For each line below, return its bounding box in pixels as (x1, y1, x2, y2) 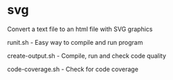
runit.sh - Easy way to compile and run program (7, 38, 143, 46)
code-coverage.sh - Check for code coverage (7, 65, 138, 73)
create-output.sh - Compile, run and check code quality (7, 51, 167, 60)
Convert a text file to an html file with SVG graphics (7, 25, 153, 33)
